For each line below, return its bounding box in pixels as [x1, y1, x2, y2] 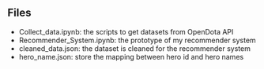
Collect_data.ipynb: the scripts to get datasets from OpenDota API [18, 27, 234, 36]
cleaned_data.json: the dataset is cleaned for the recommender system [18, 43, 251, 53]
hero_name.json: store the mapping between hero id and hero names [18, 52, 244, 61]
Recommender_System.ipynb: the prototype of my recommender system [18, 35, 256, 45]
